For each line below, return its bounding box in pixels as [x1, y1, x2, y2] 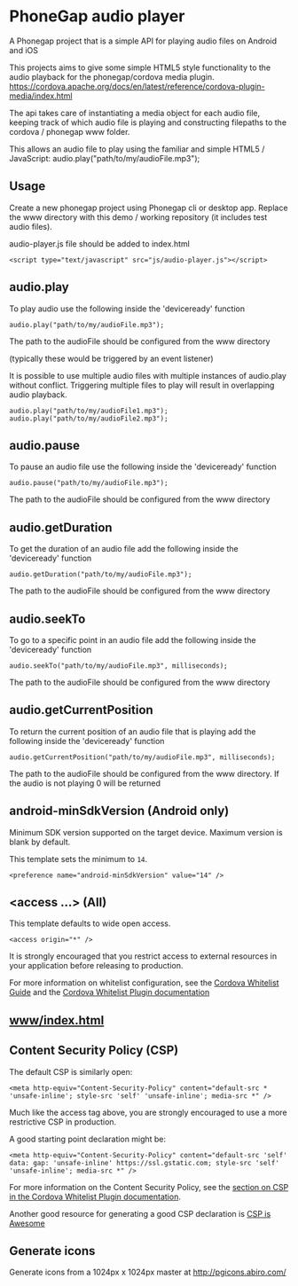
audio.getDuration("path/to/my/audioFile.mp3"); [9, 570, 192, 579]
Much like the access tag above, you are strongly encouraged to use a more [9, 1107, 287, 1117]
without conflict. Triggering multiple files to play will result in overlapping [9, 380, 275, 390]
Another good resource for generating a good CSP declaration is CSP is [9, 1208, 271, 1219]
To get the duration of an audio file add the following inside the [9, 544, 239, 554]
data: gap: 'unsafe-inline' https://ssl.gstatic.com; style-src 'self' [9, 1158, 279, 1167]
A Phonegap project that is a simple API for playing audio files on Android [9, 35, 278, 46]
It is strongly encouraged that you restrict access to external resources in [9, 951, 278, 961]
